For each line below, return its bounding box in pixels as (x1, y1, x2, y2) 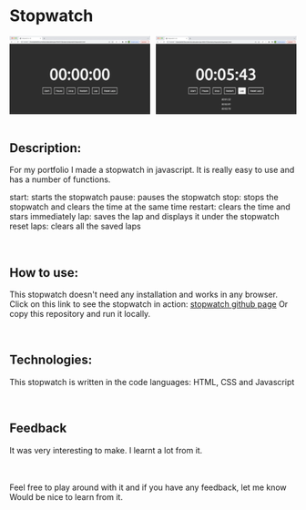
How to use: (9, 265, 79, 280)
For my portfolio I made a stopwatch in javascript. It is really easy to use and (9, 165, 295, 176)
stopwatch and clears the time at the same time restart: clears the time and (9, 201, 291, 212)
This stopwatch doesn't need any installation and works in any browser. (9, 289, 278, 301)
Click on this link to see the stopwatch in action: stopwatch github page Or (9, 299, 289, 310)
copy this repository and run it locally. (9, 309, 151, 320)
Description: (9, 140, 82, 156)
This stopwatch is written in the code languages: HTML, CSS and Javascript (9, 376, 295, 387)
